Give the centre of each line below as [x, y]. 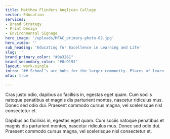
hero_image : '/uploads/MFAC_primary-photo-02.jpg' [60, 38]
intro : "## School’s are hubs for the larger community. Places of [78, 71]
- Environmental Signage [31, 33]
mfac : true [17, 76]
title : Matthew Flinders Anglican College [51, 10]
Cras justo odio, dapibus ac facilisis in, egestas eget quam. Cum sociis [79, 95]
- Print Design [21, 29]
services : [16, 19]
